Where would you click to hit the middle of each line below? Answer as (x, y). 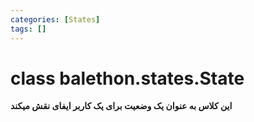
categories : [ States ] (55, 19)
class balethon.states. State (127, 78)
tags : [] (28, 29)
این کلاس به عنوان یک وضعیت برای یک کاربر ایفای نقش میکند (121, 106)
